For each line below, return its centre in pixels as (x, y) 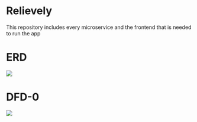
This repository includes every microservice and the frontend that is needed (99, 27)
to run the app (23, 33)
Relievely (29, 11)
